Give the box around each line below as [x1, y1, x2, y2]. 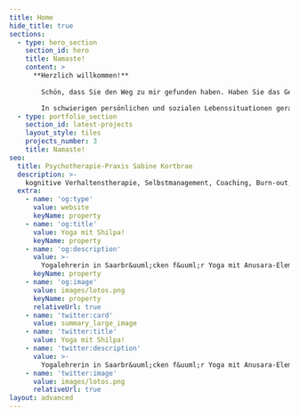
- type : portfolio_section [17, 112, 117, 121]
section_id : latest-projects [25, 120, 133, 129]
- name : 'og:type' [25, 195, 93, 204]
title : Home [9, 12, 53, 22]
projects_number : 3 [25, 137, 98, 146]
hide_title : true [9, 21, 74, 30]
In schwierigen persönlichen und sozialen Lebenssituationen [41, 103, 273, 112]
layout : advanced [9, 394, 74, 403]
